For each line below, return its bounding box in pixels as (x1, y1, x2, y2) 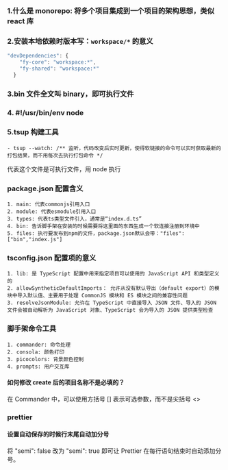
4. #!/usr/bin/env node (7, 108, 84, 117)
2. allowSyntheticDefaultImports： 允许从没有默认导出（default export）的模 (7, 285, 220, 292)
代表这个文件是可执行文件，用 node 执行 (7, 164, 121, 173)
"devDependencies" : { (7, 53, 69, 60)
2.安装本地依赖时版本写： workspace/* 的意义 (7, 36, 153, 46)
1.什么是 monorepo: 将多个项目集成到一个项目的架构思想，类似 (7, 5, 214, 15)
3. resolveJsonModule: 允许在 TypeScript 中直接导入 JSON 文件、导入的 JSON (7, 299, 217, 306)
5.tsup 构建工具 (7, 127, 60, 137)
